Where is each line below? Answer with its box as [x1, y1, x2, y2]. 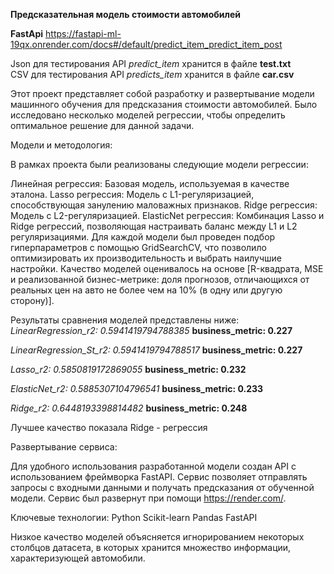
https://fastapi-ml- [45, 28, 122, 39]
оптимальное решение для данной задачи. [10, 120, 195, 131]
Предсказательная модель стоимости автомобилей [10, 9, 241, 20]
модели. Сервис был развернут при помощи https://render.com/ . [10, 492, 287, 504]
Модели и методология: [10, 139, 113, 151]
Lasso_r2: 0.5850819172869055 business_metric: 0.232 [10, 364, 247, 375]
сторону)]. [10, 295, 55, 306]
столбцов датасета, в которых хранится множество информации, [10, 542, 292, 553]
